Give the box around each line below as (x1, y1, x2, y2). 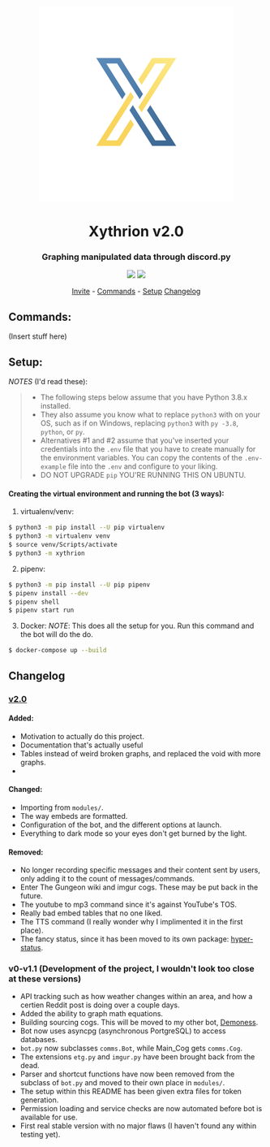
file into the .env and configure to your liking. (67, 461, 218, 471)
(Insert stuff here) (8, 331, 67, 341)
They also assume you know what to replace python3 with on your (40, 409, 261, 420)
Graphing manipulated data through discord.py (41, 251, 231, 262)
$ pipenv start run (8, 606, 75, 615)
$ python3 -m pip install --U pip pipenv (8, 580, 151, 589)
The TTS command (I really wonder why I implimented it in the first (19, 917, 243, 927)
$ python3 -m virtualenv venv (8, 532, 111, 540)
